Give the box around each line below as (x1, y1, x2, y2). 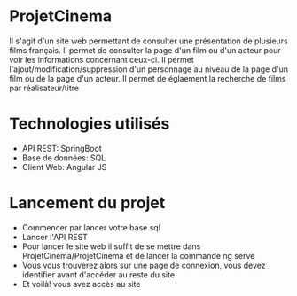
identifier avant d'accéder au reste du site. (21, 269, 177, 280)
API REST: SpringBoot (21, 143, 102, 153)
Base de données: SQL (21, 152, 106, 163)
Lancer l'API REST (21, 231, 89, 242)
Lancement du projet (9, 193, 166, 214)
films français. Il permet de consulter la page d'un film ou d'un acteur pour (9, 44, 281, 55)
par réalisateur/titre (9, 82, 80, 93)
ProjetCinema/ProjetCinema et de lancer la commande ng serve (21, 250, 255, 261)
